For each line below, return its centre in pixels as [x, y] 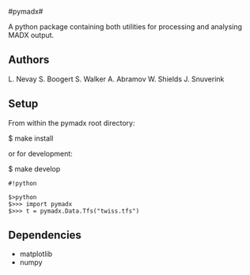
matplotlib [36, 254]
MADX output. [31, 35]
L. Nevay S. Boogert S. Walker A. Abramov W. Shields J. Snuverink [116, 79]
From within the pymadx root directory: [72, 122]
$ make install [31, 138]
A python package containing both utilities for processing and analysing [125, 26]
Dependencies [45, 235]
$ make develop [34, 168]
